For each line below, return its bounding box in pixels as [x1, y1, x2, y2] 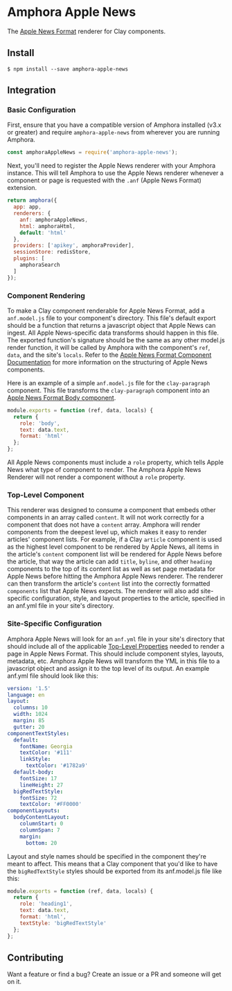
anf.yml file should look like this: [7, 672, 99, 680]
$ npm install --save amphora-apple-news [7, 65, 129, 73]
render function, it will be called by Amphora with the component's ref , [7, 343, 211, 351]
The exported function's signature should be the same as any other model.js [7, 335, 225, 344]
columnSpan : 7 [19, 826, 60, 834]
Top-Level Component [7, 490, 84, 500]
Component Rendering [7, 290, 85, 300]
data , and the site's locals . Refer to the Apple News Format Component [7, 351, 212, 359]
